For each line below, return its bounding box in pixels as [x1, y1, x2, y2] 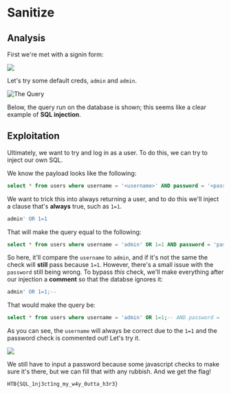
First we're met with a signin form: [7, 50, 104, 58]
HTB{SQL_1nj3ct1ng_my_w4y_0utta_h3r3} [7, 381, 118, 388]
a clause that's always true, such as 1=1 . [7, 202, 122, 210]
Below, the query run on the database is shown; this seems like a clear [7, 103, 207, 111]
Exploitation [7, 130, 60, 142]
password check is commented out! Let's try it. [7, 334, 141, 343]
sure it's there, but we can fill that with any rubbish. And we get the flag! [7, 367, 212, 375]
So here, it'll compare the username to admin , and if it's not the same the [7, 253, 208, 262]
